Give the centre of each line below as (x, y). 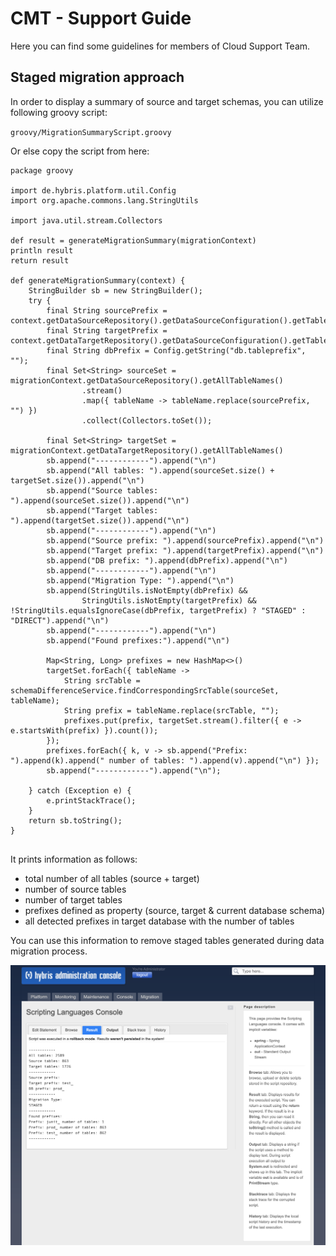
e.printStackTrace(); (91, 800)
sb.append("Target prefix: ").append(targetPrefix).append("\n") (185, 550)
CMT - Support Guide (101, 18)
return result (40, 260)
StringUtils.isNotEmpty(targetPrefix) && (169, 600)
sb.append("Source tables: (102, 490)
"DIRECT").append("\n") (60, 620)
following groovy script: (59, 112)
